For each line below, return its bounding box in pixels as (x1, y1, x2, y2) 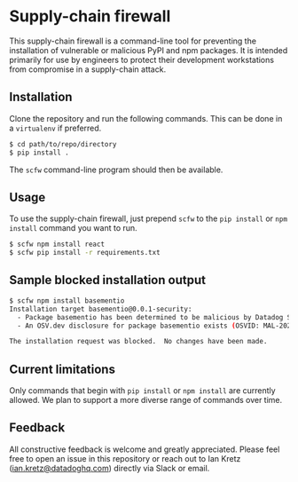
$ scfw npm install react (9, 240, 105, 249)
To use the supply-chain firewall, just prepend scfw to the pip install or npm (9, 213, 288, 224)
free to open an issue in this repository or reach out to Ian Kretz (9, 453, 241, 463)
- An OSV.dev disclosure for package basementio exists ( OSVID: (17, 321, 260, 330)
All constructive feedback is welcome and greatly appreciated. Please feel (9, 444, 280, 454)
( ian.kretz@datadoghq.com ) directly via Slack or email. (9, 462, 210, 473)
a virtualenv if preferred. (9, 122, 102, 133)
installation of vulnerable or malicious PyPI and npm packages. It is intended (9, 44, 288, 55)
